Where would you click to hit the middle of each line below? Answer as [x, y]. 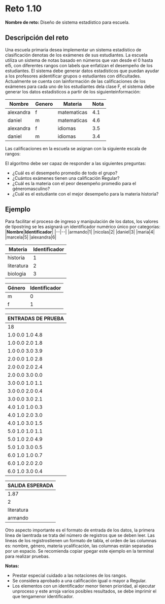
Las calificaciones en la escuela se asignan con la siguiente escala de [76, 148]
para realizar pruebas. [28, 556]
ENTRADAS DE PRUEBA [36, 318]
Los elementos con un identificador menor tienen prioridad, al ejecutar [84, 586]
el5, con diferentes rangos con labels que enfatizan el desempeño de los [79, 65]
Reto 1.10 [23, 9]
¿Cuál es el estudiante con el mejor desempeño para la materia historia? [85, 194]
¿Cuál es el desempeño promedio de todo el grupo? [65, 173]
